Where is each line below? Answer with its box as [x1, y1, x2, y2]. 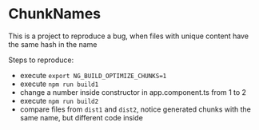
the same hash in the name [8, 39, 98, 49]
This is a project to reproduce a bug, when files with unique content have [8, 31, 249, 41]
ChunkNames [8, 5, 102, 23]
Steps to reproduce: [8, 55, 74, 65]
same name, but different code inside [19, 112, 144, 122]
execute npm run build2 [19, 96, 99, 105]
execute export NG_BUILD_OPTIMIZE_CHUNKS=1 [19, 70, 167, 80]
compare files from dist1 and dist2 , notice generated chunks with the [19, 104, 252, 114]
